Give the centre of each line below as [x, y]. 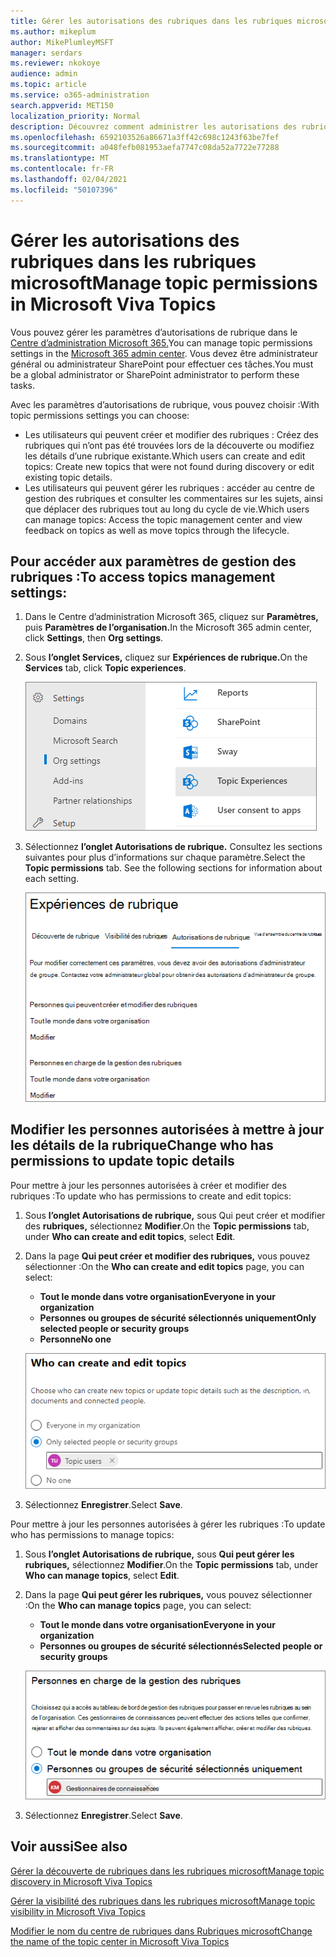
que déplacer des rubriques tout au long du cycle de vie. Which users [167, 509]
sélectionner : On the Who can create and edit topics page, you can [164, 1266]
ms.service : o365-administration [80, 95]
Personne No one [75, 1339]
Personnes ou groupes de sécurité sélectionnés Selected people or [181, 1646]
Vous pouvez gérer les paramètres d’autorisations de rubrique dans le [154, 332]
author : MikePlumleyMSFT [62, 42]
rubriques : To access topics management [143, 576]
